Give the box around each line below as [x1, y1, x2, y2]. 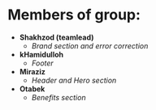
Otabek [19, 83, 45, 94]
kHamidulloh [19, 49, 64, 59]
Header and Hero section [31, 75, 117, 85]
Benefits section [31, 92, 86, 102]
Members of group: [7, 6, 141, 24]
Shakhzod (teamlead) [19, 32, 94, 42]
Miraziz [19, 66, 46, 76]
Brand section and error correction [31, 40, 149, 50]
